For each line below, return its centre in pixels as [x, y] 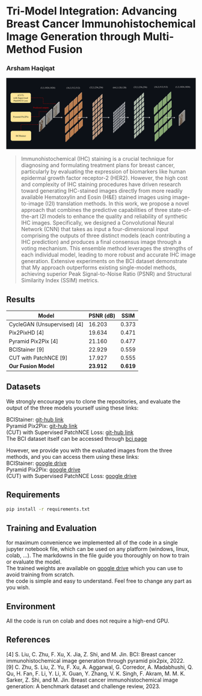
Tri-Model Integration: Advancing [92, 11]
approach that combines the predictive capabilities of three [94, 210]
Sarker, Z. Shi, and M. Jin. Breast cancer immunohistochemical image [92, 680]
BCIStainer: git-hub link [35, 419]
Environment [31, 606]
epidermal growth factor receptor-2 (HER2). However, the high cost [104, 178]
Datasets [23, 387]
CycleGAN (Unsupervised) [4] [46, 325]
